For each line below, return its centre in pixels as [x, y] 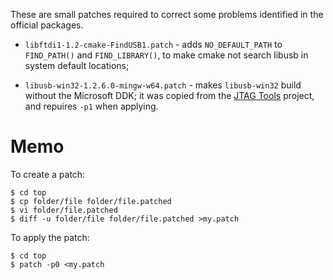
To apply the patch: [50, 237]
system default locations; [77, 65]
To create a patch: [48, 174]
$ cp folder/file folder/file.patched [91, 201]
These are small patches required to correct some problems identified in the [167, 14]
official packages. [47, 25]
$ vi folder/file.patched [64, 210]
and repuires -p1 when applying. [91, 106]
